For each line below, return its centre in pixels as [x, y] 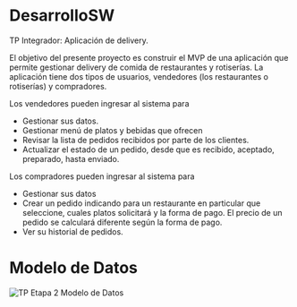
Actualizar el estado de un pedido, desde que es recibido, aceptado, [148, 149]
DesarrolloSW [62, 16]
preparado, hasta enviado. [71, 158]
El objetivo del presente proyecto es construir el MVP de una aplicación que [149, 57]
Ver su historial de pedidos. [72, 231]
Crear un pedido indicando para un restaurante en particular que [141, 203]
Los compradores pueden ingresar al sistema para [102, 176]
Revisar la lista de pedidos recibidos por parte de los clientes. [136, 140]
